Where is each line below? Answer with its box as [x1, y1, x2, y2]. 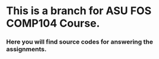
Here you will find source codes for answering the [6, 38, 154, 46]
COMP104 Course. [6, 17, 100, 30]
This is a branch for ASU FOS [6, 4, 152, 18]
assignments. [6, 45, 47, 54]
